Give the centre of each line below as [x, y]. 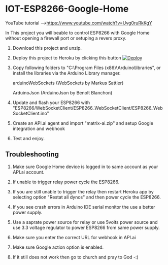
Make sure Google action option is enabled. [58, 247]
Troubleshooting [32, 155]
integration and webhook [39, 128]
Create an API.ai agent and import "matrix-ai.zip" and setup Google [83, 123]
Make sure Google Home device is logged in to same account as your [85, 167]
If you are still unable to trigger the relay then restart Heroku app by [83, 191]
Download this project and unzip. [47, 48]
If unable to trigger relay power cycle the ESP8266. [66, 182]
